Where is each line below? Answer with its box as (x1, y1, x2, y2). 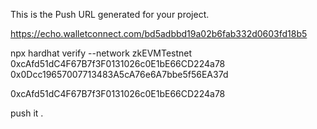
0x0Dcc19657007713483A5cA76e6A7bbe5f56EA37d (10, 69, 229, 80)
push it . (10, 107, 44, 119)
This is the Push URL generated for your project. (10, 9, 210, 20)
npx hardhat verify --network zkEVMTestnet (10, 47, 193, 59)
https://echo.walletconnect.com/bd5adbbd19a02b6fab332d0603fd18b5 (10, 28, 308, 39)
